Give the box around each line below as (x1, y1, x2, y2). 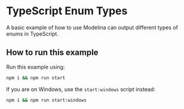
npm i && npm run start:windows (6, 97, 87, 103)
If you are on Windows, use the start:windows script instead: (6, 85, 155, 93)
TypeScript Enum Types (6, 4, 128, 18)
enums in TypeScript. (6, 30, 59, 37)
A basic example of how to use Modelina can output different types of (6, 24, 178, 31)
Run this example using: (6, 63, 65, 70)
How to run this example (6, 48, 99, 58)
